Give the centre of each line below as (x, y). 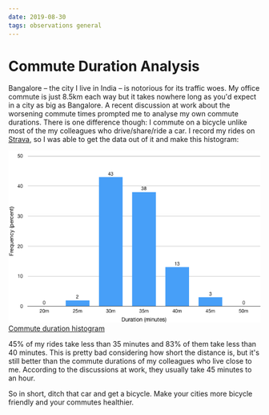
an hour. (22, 378)
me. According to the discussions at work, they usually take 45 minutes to (130, 370)
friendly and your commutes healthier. (71, 402)
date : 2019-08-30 (37, 17)
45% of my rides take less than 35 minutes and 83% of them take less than (132, 344)
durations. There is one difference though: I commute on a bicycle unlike (128, 122)
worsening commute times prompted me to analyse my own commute (123, 114)
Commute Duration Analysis (104, 66)
